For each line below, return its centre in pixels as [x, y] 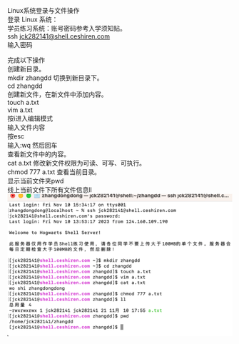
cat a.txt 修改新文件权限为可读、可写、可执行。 [77, 163]
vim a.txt [20, 110]
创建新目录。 [26, 69]
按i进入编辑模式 [30, 118]
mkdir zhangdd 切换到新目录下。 [55, 78]
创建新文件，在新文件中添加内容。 [57, 94]
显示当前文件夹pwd [36, 181]
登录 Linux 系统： [33, 19]
